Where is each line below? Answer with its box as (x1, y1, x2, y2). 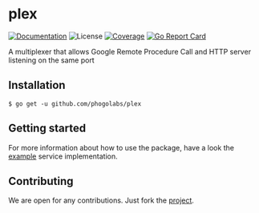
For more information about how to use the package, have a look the (8, 143, 235, 152)
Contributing (8, 174, 74, 188)
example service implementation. (8, 151, 118, 161)
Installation (8, 78, 66, 92)
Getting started (8, 122, 87, 135)
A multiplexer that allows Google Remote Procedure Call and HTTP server (8, 46, 251, 56)
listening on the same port (8, 55, 95, 65)
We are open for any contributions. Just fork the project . (8, 195, 195, 205)
